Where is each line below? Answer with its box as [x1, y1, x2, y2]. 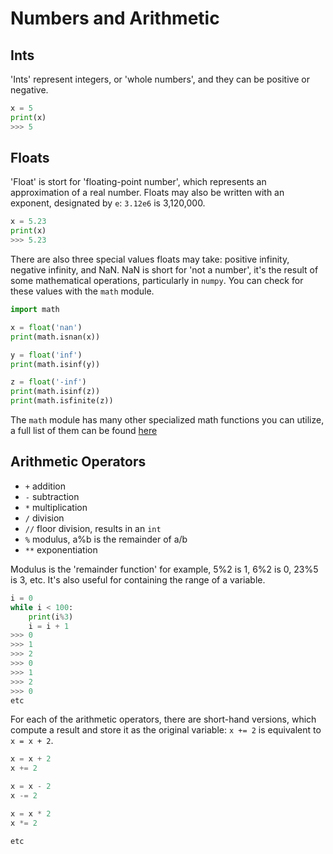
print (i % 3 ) [28, 612, 74, 622]
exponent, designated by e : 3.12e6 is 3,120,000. [10, 197, 206, 209]
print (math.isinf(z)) [10, 387, 101, 397]
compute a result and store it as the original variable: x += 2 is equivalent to [10, 724, 322, 736]
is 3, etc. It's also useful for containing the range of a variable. [10, 573, 266, 586]
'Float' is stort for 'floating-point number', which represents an [10, 176, 267, 188]
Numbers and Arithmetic [10, 7, 220, 30]
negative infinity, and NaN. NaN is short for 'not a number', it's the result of [10, 264, 319, 276]
